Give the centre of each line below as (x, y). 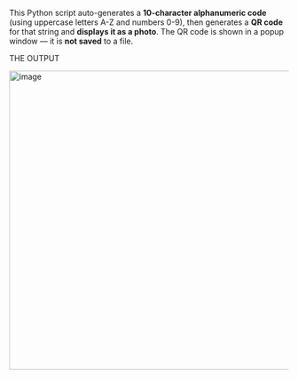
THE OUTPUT (35, 58)
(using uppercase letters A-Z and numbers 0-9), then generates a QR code (146, 22)
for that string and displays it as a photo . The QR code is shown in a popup (147, 32)
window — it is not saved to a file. (71, 41)
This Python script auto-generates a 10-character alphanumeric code (138, 13)
